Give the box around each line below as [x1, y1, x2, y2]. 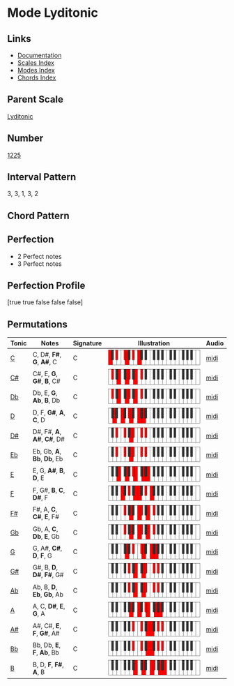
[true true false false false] [7, 298, 84, 306]
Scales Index [17, 59, 54, 67]
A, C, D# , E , [32, 602, 65, 611]
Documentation [17, 51, 62, 59]
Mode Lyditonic [7, 5, 99, 21]
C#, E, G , [32, 370, 58, 378]
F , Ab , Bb [32, 648, 59, 657]
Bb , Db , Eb [32, 454, 63, 463]
